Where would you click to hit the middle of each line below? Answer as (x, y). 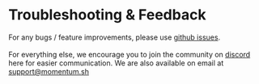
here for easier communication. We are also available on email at (116, 63)
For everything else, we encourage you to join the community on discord (129, 54)
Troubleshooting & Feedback (107, 15)
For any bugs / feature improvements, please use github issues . (115, 37)
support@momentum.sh (49, 71)
